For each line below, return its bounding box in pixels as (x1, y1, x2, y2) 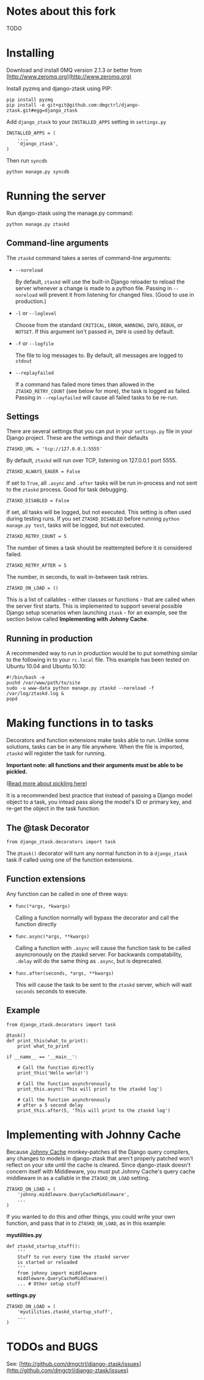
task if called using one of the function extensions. (6, 856, 134, 863)
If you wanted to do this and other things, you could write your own (6, 1213, 175, 1220)
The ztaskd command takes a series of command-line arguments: (6, 254, 172, 261)
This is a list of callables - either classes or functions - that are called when (6, 596, 195, 604)
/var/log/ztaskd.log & (6, 691, 64, 697)
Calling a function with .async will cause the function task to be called (15, 944, 191, 951)
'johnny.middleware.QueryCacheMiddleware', (17, 1191, 130, 1197)
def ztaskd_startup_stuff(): (6, 1243, 81, 1249)
